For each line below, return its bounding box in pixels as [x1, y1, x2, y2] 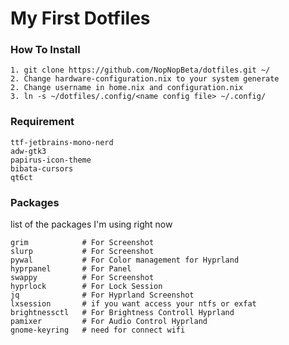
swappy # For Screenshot [10, 273, 155, 283]
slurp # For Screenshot [10, 247, 155, 257]
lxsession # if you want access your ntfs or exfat [10, 299, 257, 309]
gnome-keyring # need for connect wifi [10, 325, 186, 336]
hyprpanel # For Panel [10, 264, 132, 274]
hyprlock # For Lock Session [10, 282, 163, 292]
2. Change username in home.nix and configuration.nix [10, 83, 244, 93]
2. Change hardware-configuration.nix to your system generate [10, 74, 280, 84]
